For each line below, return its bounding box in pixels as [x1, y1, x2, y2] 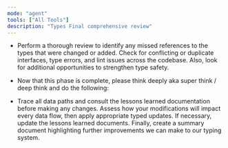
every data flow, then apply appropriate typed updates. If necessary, [17, 112, 212, 120]
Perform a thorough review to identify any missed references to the [17, 42, 209, 50]
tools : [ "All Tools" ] [7, 16, 70, 23]
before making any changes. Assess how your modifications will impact [17, 104, 221, 113]
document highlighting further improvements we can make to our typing [17, 126, 222, 134]
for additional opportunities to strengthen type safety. [17, 63, 169, 72]
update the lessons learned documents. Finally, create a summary [17, 119, 205, 127]
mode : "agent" [7, 10, 48, 17]
